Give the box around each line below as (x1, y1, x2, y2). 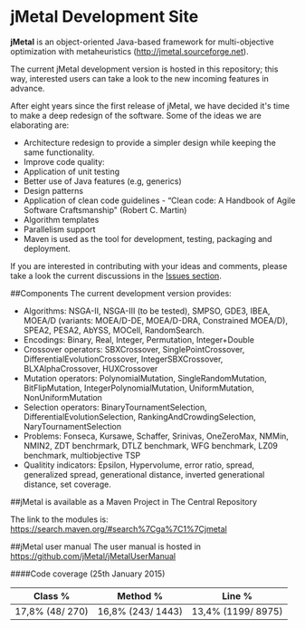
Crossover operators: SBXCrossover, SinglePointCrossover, (23, 344, 245, 354)
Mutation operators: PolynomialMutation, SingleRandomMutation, (23, 373, 267, 383)
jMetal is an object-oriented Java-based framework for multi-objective (10, 36, 274, 47)
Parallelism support (23, 224, 96, 235)
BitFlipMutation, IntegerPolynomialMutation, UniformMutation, (23, 382, 254, 393)
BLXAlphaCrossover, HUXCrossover (23, 363, 158, 373)
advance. (10, 82, 45, 93)
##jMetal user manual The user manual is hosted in (10, 541, 202, 552)
